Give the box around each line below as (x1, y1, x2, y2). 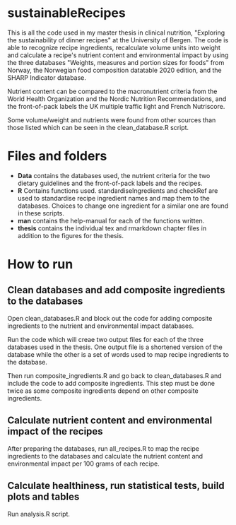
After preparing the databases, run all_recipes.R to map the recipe (7, 444, 200, 453)
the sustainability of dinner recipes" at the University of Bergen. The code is (7, 35, 229, 44)
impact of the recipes (7, 425, 104, 437)
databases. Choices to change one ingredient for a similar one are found (17, 201, 229, 210)
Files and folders (7, 148, 107, 164)
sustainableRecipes (7, 5, 126, 21)
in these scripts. (17, 208, 65, 217)
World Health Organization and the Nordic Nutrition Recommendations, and (7, 94, 227, 103)
